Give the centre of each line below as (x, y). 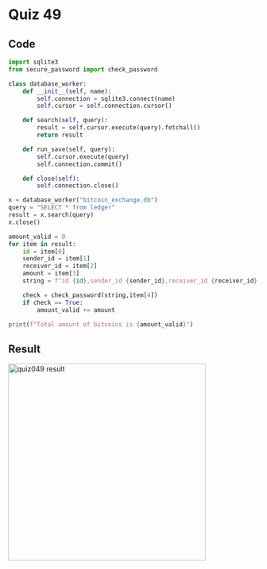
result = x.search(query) (51, 215)
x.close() (25, 222)
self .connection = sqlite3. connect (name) (106, 98)
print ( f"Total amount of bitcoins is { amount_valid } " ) (101, 324)
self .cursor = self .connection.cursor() (104, 106)
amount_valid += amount (76, 310)
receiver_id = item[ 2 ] (60, 266)
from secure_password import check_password (83, 69)
